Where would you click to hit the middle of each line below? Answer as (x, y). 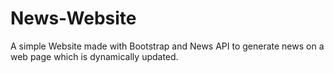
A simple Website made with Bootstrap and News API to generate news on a (167, 46)
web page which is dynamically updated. (94, 56)
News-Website (73, 18)
